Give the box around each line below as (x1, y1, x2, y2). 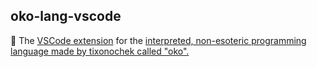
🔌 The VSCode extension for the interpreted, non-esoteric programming (10, 34, 307, 46)
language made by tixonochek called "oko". (10, 45, 190, 57)
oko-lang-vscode (10, 8, 122, 25)
